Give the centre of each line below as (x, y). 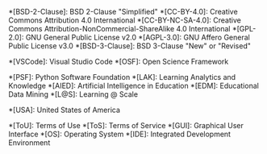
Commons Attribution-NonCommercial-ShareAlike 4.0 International (119, 29)
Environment (29, 143)
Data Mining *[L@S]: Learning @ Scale (73, 94)
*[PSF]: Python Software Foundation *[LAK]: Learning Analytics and (122, 77)
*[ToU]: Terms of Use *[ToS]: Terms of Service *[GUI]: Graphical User (126, 125)
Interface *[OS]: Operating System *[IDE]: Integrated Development (120, 134)
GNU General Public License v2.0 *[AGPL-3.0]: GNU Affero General (138, 37)
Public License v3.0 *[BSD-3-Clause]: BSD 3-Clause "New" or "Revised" (130, 46)
